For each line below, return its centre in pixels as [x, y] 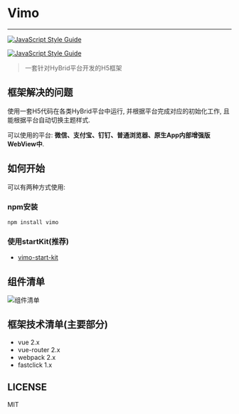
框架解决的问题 [40, 93]
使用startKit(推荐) [38, 241]
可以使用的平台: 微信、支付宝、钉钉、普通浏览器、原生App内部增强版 [109, 135]
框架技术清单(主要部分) [58, 325]
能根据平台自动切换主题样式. [49, 120]
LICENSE [27, 387]
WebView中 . [26, 144]
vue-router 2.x [39, 349]
